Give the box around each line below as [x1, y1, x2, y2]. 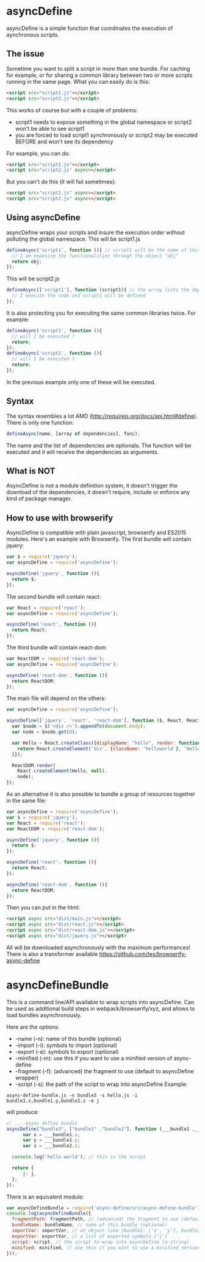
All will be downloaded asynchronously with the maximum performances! [6, 944, 191, 951]
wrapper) [15, 1074, 39, 1081]
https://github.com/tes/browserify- [99, 950, 187, 957]
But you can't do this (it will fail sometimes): [6, 178, 116, 186]
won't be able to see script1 [15, 125, 85, 132]
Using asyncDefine [6, 213, 81, 223]
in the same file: [6, 797, 47, 804]
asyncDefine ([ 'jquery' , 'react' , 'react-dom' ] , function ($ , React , [6, 718, 184, 724]
